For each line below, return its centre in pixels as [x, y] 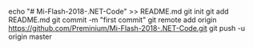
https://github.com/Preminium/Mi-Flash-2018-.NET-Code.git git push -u [127, 28]
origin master [30, 36]
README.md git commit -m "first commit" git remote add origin [112, 20]
